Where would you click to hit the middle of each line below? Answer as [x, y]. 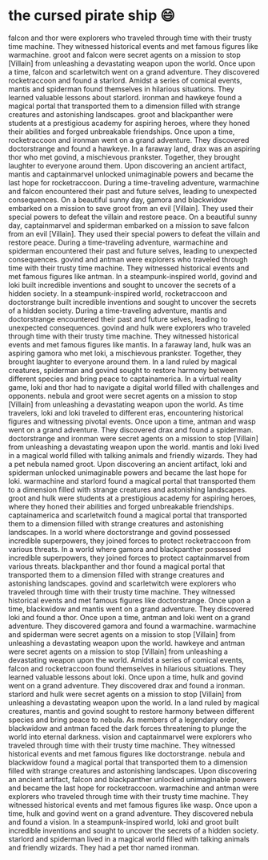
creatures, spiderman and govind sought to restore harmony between [123, 370]
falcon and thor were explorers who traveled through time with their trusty [130, 38]
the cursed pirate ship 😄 [92, 16]
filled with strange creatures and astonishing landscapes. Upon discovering [133, 771]
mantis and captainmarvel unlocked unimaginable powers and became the [131, 174]
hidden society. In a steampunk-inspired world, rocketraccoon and [118, 293]
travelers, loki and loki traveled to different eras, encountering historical [126, 412]
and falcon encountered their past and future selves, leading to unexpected [133, 191]
